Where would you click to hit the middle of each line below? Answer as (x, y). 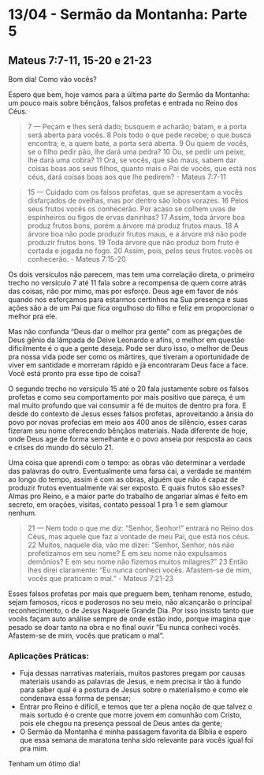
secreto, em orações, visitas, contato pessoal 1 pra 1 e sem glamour (118, 505)
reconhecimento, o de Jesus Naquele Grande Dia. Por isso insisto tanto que (131, 610)
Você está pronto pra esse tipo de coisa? (74, 373)
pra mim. (34, 749)
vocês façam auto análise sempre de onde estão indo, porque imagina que (129, 619)
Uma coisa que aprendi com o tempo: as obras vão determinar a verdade (127, 462)
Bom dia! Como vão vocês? (52, 79)
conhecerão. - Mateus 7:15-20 (76, 259)
